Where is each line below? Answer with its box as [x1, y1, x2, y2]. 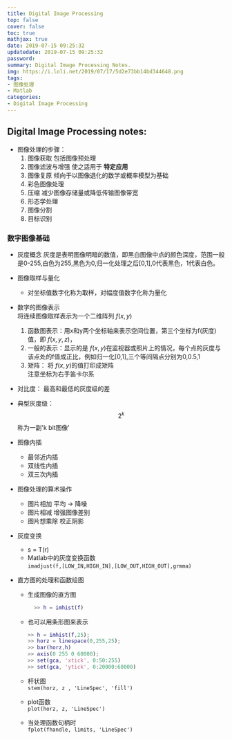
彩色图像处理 [27, 179, 64, 188]
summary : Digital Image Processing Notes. [7, 62, 131, 69]
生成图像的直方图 [27, 590, 77, 599]
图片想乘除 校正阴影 [27, 516, 84, 525]
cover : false [7, 23, 45, 30]
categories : [7, 94, 41, 101]
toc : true [7, 29, 36, 37]
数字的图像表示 [17, 303, 60, 312]
